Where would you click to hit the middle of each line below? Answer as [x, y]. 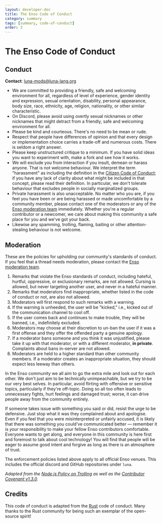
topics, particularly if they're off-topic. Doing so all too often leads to [73, 389]
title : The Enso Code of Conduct [39, 14]
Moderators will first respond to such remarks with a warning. [74, 302]
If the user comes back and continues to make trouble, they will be [78, 317]
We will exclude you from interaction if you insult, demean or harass [80, 163]
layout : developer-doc [28, 9]
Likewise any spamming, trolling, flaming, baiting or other [69, 225]
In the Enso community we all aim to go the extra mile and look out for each [80, 373]
